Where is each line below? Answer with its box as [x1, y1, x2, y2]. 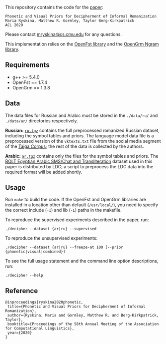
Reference [5, 287, 38, 295]
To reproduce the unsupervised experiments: [5, 235, 98, 241]
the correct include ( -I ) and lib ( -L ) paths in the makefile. [5, 207, 122, 213]
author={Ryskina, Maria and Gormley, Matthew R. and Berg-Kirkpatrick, [7, 313, 159, 318]
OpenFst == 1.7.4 [12, 79, 47, 85]
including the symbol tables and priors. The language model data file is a [5, 132, 154, 139]
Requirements [5, 61, 50, 69]
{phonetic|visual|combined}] [5, 249, 66, 254]
